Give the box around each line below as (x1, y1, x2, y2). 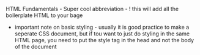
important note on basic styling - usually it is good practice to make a (14, 24, 190, 31)
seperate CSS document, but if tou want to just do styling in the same (14, 30, 190, 37)
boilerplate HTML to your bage (6, 12, 83, 19)
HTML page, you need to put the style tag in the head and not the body (14, 37, 194, 43)
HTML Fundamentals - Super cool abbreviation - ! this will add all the (6, 5, 179, 12)
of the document (14, 43, 57, 50)
